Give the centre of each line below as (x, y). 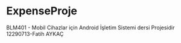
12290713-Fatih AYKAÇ (35, 33)
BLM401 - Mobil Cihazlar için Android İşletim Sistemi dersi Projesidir (91, 27)
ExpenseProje (42, 11)
